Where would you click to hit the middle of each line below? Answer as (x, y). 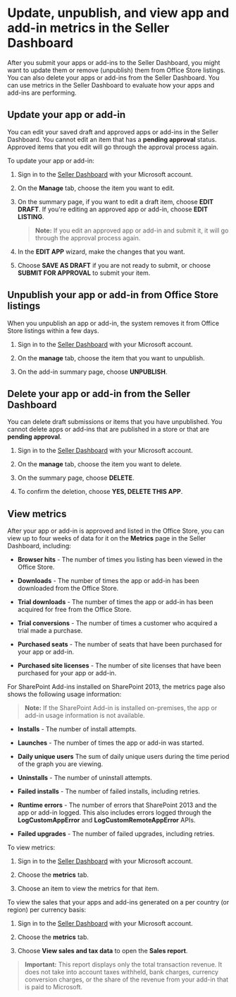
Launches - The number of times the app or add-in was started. (111, 743)
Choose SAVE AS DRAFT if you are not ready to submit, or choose (114, 265)
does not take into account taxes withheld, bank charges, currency (122, 972)
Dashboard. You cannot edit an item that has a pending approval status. (112, 139)
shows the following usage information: (64, 695)
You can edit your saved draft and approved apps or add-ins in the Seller (113, 131)
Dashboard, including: (39, 546)
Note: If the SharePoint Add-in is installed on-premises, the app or (121, 708)
